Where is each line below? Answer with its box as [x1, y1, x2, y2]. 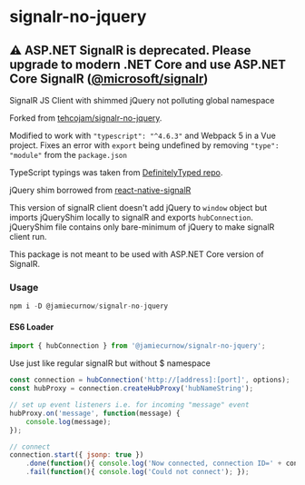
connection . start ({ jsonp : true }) [9, 450, 144, 460]
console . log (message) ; [25, 417, 112, 426]
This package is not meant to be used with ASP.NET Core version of [9, 249, 265, 260]
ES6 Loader [9, 321, 54, 332]
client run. [9, 232, 47, 242]
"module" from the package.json [9, 150, 127, 160]
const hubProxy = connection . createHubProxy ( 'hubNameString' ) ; [9, 384, 254, 393]
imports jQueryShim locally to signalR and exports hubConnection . [9, 212, 254, 223]
